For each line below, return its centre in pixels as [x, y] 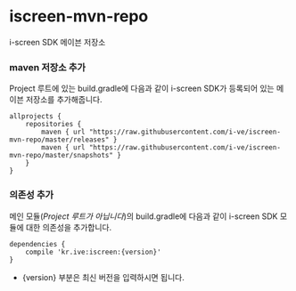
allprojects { [36, 117]
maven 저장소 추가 [48, 67]
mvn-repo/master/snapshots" [62, 156]
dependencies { [37, 244]
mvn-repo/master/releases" [59, 140]
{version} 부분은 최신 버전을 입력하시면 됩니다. [103, 277]
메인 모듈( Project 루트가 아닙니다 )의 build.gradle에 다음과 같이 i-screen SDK [144, 216]
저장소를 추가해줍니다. [64, 100]
